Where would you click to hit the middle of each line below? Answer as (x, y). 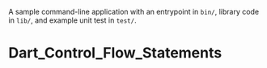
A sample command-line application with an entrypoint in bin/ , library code (134, 12)
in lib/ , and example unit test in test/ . (72, 20)
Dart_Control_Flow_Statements (115, 53)
